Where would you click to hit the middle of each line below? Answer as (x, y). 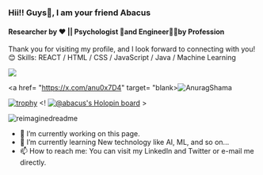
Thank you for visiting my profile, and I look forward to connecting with (124, 49)
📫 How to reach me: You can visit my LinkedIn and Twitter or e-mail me (137, 151)
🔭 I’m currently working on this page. (80, 134)
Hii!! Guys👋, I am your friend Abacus (80, 13)
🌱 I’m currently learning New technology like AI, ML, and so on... (124, 143)
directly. (33, 162)
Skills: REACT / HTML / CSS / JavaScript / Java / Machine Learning (126, 58)
